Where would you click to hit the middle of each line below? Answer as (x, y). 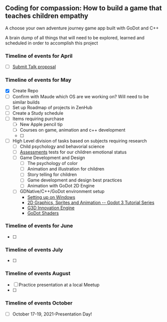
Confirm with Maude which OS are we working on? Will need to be (81, 96)
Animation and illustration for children (66, 169)
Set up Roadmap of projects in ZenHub (52, 107)
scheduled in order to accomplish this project (52, 43)
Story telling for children (52, 174)
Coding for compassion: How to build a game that (83, 8)
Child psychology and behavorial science (62, 146)
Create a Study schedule (38, 113)
